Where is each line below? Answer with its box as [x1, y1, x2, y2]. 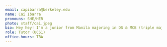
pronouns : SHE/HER [5, 16, 43, 21]
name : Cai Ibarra [5, 12, 41, 17]
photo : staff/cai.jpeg [5, 21, 52, 26]
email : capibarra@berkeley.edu [5, 7, 70, 12]
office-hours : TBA [5, 35, 43, 40]
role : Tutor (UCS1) [5, 30, 46, 35]
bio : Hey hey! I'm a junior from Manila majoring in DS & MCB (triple [5, 25, 155, 30]
